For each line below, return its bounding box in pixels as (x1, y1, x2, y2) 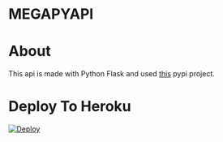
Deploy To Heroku (8, 97, 131, 116)
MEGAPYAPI (8, 5, 94, 24)
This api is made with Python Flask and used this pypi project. (8, 69, 215, 79)
